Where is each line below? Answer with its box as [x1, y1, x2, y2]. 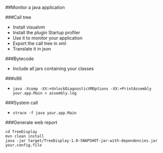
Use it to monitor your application [12, 35, 83, 41]
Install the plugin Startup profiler [12, 30, 80, 35]
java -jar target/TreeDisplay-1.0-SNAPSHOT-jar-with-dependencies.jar [5, 138, 158, 143]
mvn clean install [5, 134, 44, 139]
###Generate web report [5, 119, 57, 125]
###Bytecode [5, 56, 34, 62]
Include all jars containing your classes [12, 66, 94, 71]
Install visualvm [12, 24, 45, 30]
